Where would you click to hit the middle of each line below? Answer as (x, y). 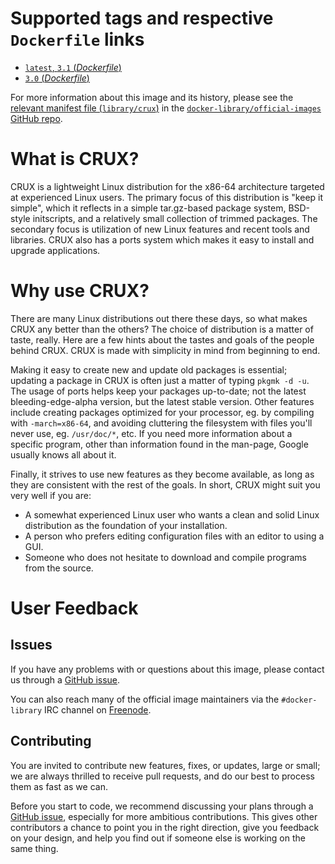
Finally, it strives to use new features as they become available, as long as (162, 474)
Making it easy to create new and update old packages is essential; (149, 369)
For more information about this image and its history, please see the (152, 97)
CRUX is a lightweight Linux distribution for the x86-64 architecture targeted (167, 186)
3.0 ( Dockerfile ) (57, 78)
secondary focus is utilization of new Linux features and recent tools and (160, 229)
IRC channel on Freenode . (98, 709)
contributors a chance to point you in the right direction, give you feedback (165, 827)
